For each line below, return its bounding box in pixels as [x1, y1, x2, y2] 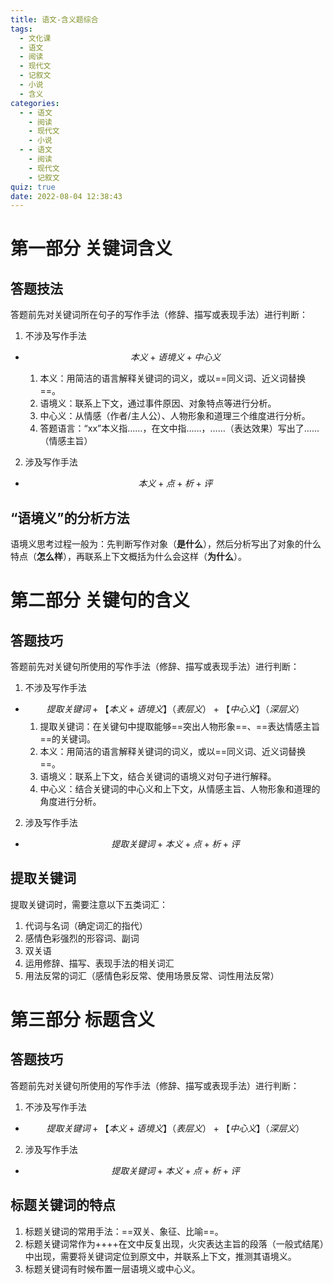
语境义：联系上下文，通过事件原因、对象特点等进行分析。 [39, 397, 277, 410]
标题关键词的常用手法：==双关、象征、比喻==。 [24, 1225, 224, 1237]
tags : [10, 24, 33, 34]
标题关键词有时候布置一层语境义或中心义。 [24, 1262, 201, 1275]
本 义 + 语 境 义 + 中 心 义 [129, 351, 222, 363]
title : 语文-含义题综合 [10, 14, 99, 25]
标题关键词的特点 [10, 1197, 116, 1214]
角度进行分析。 [39, 796, 102, 808]
